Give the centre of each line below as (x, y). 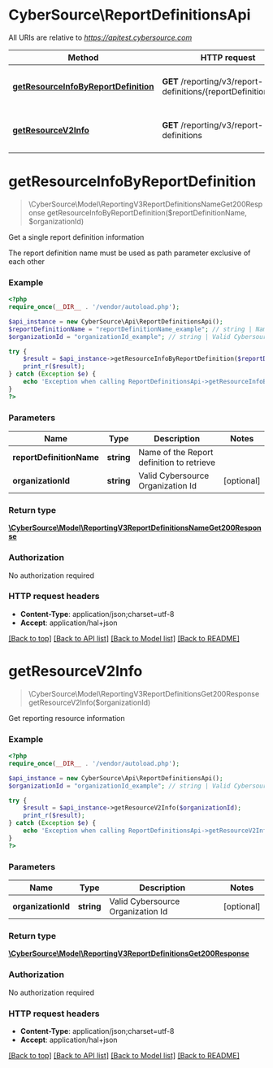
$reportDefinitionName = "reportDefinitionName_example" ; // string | (130, 329)
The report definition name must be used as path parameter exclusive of (130, 253)
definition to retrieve (176, 462)
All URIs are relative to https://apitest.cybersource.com (100, 37)
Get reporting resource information (67, 718)
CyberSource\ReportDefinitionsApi (130, 15)
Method (83, 57)
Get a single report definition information (76, 237)
